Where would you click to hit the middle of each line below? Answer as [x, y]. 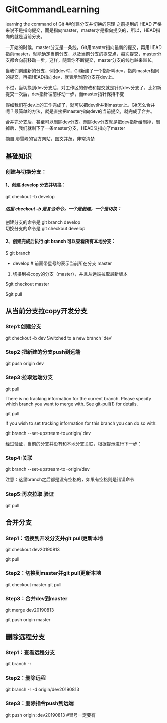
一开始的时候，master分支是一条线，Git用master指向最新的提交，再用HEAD [83, 47]
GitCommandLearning [52, 9]
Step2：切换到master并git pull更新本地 [53, 573]
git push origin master [28, 619]
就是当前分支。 [29, 36]
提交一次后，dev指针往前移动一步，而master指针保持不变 [65, 94]
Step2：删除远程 [26, 678]
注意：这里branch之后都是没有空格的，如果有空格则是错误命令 [70, 480]
